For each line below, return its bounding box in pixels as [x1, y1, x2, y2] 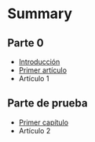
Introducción [18, 57, 60, 66]
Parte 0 [7, 36, 44, 50]
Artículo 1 [18, 74, 49, 83]
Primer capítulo [18, 118, 68, 127]
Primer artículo [18, 65, 68, 75]
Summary [7, 5, 72, 23]
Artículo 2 [18, 125, 51, 135]
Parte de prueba [7, 96, 88, 110]
